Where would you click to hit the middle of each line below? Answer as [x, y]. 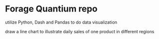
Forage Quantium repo [51, 9]
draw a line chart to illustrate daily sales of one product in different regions [80, 31]
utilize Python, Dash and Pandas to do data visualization [61, 22]
